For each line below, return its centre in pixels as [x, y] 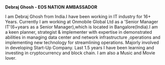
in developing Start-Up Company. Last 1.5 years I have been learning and [80, 48]
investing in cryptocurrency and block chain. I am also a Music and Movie [80, 53]
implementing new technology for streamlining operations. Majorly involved [82, 43]
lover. [11, 58]
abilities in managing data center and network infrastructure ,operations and [83, 37]
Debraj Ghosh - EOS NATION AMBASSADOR [51, 7]
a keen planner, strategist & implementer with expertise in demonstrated [79, 32]
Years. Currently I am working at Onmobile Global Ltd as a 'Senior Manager [82, 22]
